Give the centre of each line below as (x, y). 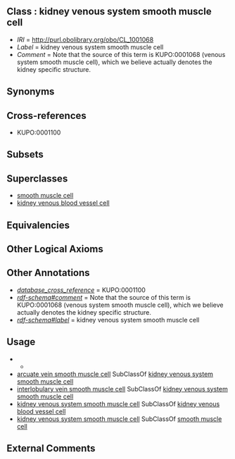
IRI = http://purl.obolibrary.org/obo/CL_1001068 (85, 39)
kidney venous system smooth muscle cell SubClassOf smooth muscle (119, 419)
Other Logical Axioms (55, 249)
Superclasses (37, 178)
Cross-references (47, 115)
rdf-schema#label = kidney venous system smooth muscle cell (108, 320)
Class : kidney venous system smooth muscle (109, 12)
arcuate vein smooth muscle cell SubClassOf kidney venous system (115, 374)
